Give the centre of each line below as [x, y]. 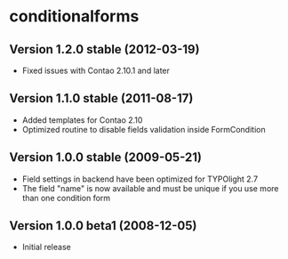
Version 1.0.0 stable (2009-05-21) [106, 158]
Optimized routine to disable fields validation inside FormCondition [144, 129]
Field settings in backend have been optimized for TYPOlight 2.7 [140, 179]
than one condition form [66, 198]
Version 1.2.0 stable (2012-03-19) [104, 49]
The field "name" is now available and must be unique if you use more [150, 188]
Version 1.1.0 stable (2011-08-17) [101, 98]
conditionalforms [74, 16]
